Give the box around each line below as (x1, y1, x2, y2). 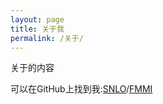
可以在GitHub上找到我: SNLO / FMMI (10, 83, 153, 95)
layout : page (10, 14, 65, 25)
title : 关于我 (10, 24, 65, 34)
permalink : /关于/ (10, 33, 84, 43)
